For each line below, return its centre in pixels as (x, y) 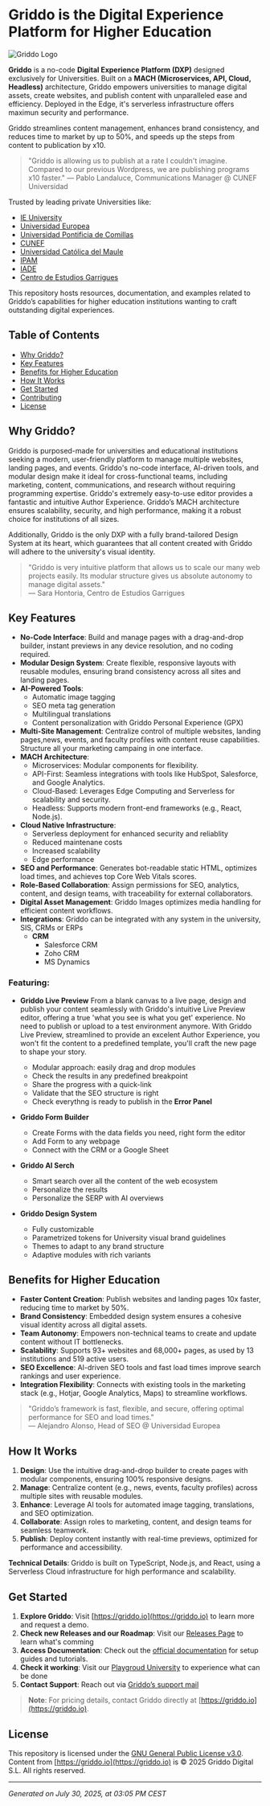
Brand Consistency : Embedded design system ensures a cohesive (131, 1316)
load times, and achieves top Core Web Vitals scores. (108, 876)
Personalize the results (70, 1189)
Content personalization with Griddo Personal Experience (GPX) (137, 723)
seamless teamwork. (54, 1530)
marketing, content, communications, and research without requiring (122, 485)
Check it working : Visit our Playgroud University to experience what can (140, 1668)
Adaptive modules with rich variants (91, 1254)
